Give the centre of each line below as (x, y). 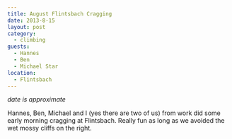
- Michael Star (36, 66)
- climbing (30, 40)
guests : (19, 47)
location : (22, 73)
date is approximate (36, 99)
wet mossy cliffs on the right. (50, 128)
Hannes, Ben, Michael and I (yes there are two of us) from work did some (114, 113)
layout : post (27, 27)
